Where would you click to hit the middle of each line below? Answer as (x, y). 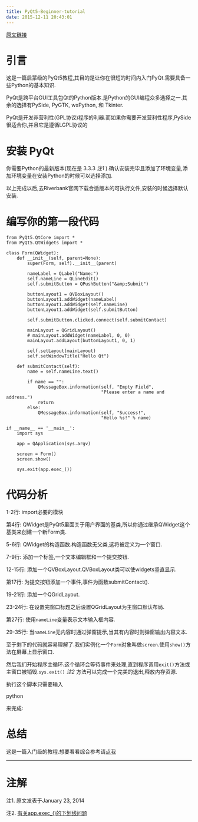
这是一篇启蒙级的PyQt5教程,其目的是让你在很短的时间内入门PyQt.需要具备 (96, 78)
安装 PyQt (30, 151)
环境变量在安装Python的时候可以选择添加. (62, 176)
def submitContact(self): (49, 367)
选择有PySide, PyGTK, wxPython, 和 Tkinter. (70, 105)
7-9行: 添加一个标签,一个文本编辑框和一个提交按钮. (68, 557)
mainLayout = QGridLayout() (62, 330)
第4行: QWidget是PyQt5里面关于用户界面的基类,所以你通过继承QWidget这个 (98, 525)
